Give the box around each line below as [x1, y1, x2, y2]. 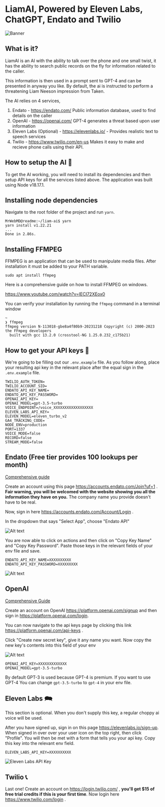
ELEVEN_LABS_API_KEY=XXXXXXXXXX [5, 750, 71, 755]
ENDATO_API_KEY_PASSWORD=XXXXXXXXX [5, 561, 78, 567]
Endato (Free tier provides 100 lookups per [5, 453, 138, 462]
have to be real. [5, 499, 37, 505]
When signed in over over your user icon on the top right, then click [5, 730, 141, 736]
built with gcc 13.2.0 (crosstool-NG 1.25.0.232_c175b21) [9, 333, 131, 338]
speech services [12, 133, 46, 139]
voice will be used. [5, 715, 43, 721]
